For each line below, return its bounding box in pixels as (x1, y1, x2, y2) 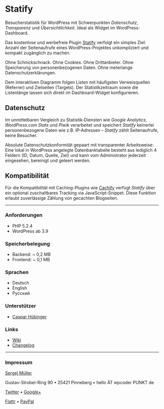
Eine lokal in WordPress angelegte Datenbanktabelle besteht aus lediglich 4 (5, 147, 157, 153)
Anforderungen (5, 212, 43, 219)
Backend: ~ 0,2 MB (12, 251, 51, 257)
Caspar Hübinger (12, 314, 47, 319)
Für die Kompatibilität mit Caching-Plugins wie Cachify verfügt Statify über (5, 184, 155, 190)
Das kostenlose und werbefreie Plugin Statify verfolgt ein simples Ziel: (5, 39, 146, 45)
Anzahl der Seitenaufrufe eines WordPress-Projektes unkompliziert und (5, 45, 149, 50)
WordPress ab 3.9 (12, 228, 49, 234)
